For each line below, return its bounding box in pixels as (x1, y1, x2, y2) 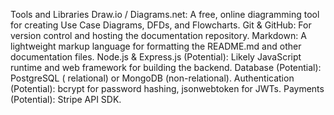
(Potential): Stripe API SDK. (10, 94, 122, 105)
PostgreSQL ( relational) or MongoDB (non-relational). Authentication (10, 72, 295, 84)
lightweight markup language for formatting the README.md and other (10, 40, 302, 52)
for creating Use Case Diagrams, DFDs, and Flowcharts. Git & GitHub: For (10, 19, 312, 31)
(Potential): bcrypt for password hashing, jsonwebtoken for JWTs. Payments (10, 83, 325, 94)
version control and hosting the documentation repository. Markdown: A (10, 30, 307, 41)
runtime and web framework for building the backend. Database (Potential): (10, 62, 322, 73)
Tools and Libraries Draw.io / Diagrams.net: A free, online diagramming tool (10, 9, 320, 20)
